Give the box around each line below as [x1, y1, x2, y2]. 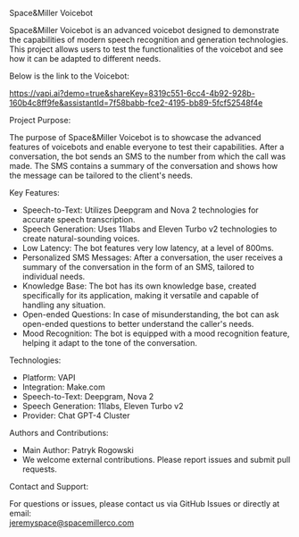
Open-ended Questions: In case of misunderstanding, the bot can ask [21, 309, 279, 320]
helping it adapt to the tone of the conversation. [21, 338, 198, 348]
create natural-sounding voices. [21, 233, 140, 244]
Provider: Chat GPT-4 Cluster [21, 410, 130, 421]
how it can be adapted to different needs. [9, 54, 162, 63]
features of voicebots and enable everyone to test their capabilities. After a [9, 142, 285, 152]
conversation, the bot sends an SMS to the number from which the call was [9, 151, 287, 162]
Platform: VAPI [21, 373, 76, 382]
